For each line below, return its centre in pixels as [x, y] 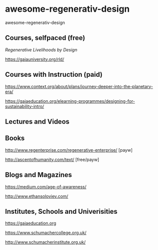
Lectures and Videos [37, 122]
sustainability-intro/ [25, 106]
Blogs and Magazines [39, 175]
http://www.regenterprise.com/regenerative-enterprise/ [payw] [69, 150]
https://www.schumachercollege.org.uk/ [46, 233]
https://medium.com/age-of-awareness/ [46, 186]
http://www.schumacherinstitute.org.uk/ [45, 242]
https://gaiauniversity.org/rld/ [35, 59]
